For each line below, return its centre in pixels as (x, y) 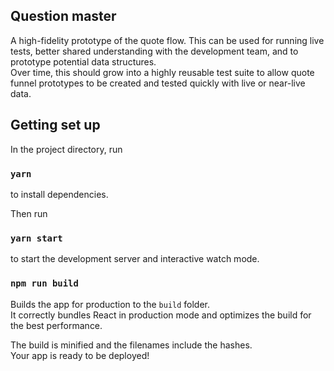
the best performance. (56, 325)
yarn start (36, 238)
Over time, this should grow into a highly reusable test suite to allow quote (162, 72)
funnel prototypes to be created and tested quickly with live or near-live (158, 83)
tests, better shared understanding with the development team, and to (154, 51)
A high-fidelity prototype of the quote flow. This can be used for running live (167, 40)
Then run (29, 213)
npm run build (44, 283)
